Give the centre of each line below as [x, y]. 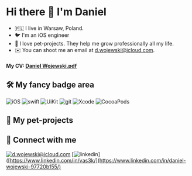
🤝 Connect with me [41, 140]
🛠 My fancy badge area [50, 84]
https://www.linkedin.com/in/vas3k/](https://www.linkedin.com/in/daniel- [98, 160]
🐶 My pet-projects [40, 120]
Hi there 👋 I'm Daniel [56, 12]
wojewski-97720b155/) [34, 167]
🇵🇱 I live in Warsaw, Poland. [49, 28]
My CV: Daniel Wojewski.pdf [42, 65]
